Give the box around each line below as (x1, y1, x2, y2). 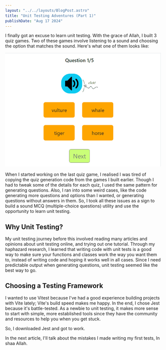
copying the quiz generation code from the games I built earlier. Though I (5, 177, 154, 183)
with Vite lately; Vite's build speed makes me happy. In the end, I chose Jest (5, 300, 160, 306)
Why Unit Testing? (5, 223, 63, 231)
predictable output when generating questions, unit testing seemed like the (5, 262, 158, 268)
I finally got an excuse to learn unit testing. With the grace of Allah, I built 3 (5, 33, 157, 39)
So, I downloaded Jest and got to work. (5, 325, 85, 331)
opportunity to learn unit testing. (5, 208, 71, 214)
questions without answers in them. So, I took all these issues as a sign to (5, 198, 155, 204)
